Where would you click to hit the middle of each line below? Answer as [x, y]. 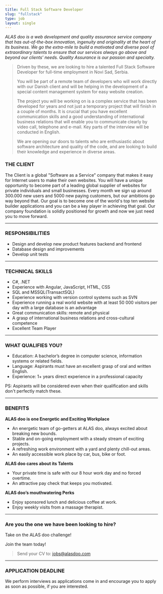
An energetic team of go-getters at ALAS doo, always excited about [80, 428]
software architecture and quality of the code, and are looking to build [87, 147]
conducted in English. [39, 132]
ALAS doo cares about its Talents [39, 463]
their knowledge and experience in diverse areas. [66, 152]
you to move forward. [26, 216]
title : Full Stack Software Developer [44, 9]
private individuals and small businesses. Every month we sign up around [78, 190]
